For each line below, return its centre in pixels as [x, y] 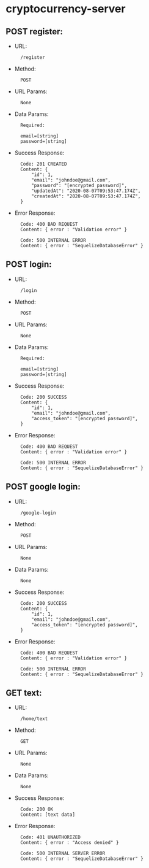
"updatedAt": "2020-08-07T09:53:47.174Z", [86, 191]
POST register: [35, 32]
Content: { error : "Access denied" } [70, 843]
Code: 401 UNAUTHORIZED [50, 837]
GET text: [24, 693]
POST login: [29, 265]
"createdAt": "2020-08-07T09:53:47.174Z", [86, 196]
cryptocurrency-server [66, 9]
